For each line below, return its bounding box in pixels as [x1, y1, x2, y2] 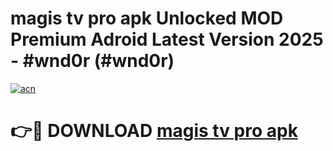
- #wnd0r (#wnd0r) [10, 50, 175, 72]
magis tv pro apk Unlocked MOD [10, 7, 284, 30]
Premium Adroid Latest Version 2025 [10, 28, 324, 51]
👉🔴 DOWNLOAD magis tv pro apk [10, 120, 298, 142]
